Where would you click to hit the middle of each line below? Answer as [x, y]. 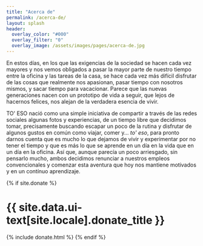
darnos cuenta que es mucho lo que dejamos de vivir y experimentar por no [101, 139]
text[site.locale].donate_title [79, 220]
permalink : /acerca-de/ [36, 18]
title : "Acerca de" [31, 12]
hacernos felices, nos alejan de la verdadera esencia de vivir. [82, 101]
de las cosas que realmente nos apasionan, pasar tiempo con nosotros [95, 82]
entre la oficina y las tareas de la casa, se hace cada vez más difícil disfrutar [101, 76]
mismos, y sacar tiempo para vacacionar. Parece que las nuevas [87, 88]
